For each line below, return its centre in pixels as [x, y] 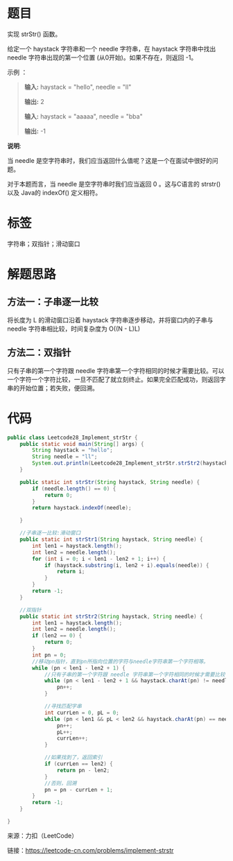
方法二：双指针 [39, 353]
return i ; [71, 572]
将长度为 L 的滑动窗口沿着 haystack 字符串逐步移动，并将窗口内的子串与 [110, 320]
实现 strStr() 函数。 [34, 34]
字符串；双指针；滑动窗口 [44, 243]
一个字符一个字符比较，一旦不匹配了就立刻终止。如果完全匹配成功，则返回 [113, 379]
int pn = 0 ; [50, 655]
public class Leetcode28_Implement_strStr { [72, 437]
